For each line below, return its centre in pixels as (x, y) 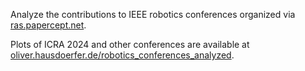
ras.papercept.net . (48, 25)
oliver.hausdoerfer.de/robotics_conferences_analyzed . (122, 55)
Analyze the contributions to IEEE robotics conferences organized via (153, 14)
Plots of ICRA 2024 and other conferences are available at (130, 44)
